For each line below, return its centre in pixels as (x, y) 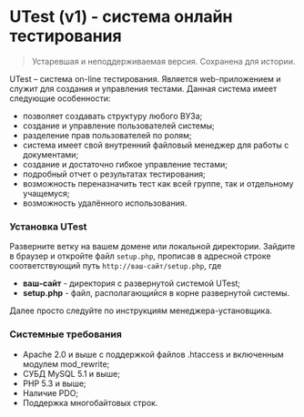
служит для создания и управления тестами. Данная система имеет (143, 88)
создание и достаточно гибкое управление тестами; (125, 164)
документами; (51, 154)
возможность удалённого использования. (105, 203)
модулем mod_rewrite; (66, 364)
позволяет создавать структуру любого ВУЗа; (112, 116)
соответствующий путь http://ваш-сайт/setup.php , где (116, 266)
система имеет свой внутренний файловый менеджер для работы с (156, 145)
